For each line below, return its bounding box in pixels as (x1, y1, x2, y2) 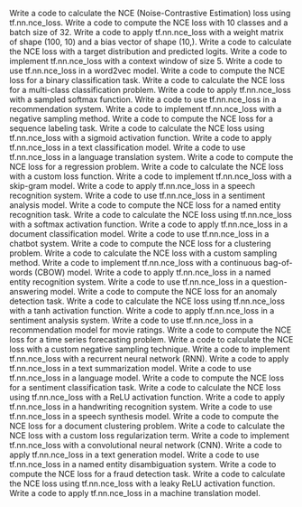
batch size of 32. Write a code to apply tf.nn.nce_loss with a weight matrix (9, 27, 284, 37)
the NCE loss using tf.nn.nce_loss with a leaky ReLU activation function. (9, 478, 276, 489)
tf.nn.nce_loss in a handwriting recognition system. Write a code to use (9, 401, 273, 412)
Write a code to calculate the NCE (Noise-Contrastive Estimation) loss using (9, 8, 291, 18)
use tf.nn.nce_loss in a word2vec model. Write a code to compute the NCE (9, 65, 286, 76)
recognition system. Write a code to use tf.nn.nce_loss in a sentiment (9, 190, 266, 201)
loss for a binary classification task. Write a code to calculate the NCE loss (9, 75, 286, 85)
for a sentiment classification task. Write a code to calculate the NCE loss (9, 382, 281, 392)
